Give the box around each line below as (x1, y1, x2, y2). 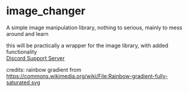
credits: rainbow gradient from (6, 66, 82, 73)
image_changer (6, 4, 86, 18)
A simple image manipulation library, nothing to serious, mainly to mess (6, 24, 183, 31)
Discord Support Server (6, 54, 65, 62)
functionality (6, 48, 37, 55)
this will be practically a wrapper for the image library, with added (6, 42, 169, 49)
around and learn (6, 30, 49, 37)
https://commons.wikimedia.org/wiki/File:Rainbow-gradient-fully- (6, 72, 168, 79)
